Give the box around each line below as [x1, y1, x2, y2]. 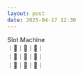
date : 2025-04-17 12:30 [7, 17, 77, 23]
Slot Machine [7, 35, 45, 44]
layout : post [7, 10, 45, 17]
